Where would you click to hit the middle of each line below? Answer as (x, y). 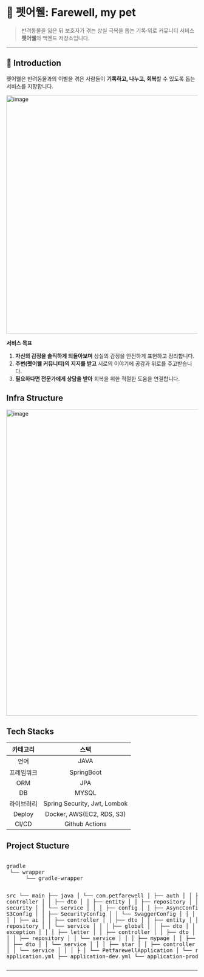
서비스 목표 (19, 343)
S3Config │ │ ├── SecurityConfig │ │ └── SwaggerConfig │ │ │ (101, 914)
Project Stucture (38, 845)
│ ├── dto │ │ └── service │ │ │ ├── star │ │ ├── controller (101, 944)
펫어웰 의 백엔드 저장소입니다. (55, 38)
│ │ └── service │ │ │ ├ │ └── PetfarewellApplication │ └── (99, 951)
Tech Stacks (30, 731)
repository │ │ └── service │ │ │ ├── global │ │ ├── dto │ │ (101, 926)
